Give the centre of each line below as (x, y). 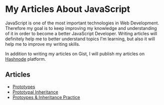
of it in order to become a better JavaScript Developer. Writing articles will (81, 33)
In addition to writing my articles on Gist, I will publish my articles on (75, 54)
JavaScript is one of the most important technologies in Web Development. (82, 23)
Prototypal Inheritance (35, 92)
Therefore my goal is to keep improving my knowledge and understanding (81, 28)
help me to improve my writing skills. (43, 44)
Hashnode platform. (26, 59)
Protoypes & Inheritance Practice (46, 97)
